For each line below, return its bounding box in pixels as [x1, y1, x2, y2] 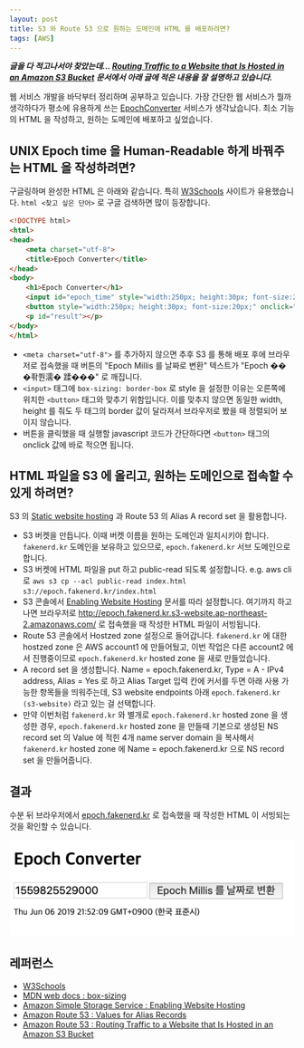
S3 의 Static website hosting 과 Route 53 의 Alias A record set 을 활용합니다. [9, 511, 288, 522]
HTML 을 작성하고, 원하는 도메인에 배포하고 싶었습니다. [18, 114, 213, 125]
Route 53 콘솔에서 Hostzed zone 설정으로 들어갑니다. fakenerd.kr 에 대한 [22, 630, 288, 641]
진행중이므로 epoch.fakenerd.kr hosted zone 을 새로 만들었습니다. [32, 653, 271, 664]
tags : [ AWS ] [9, 34, 54, 43]
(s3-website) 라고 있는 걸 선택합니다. [22, 698, 157, 709]
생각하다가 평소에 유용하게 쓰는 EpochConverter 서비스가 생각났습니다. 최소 [9, 102, 278, 113]
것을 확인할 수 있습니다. [9, 821, 92, 832]
